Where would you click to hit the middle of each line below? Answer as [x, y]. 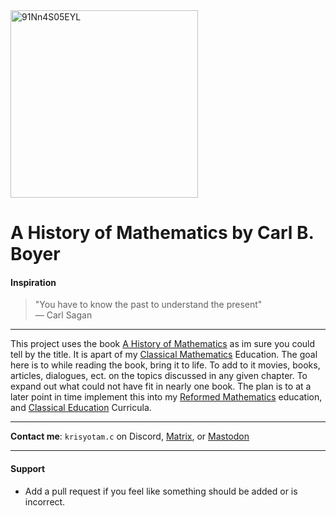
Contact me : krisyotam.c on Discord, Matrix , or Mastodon [130, 436]
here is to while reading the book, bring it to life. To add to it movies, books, [165, 365]
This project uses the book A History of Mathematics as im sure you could [163, 344]
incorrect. [45, 501]
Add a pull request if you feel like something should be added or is [161, 491]
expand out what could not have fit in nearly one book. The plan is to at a [161, 386]
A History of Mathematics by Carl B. [162, 233]
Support [28, 468]
